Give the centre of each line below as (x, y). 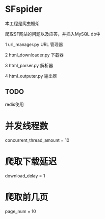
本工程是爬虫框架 (22, 23)
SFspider (24, 9)
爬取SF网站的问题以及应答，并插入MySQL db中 (53, 34)
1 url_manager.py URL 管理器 (34, 44)
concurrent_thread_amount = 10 (37, 140)
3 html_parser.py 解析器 (29, 65)
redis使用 (14, 104)
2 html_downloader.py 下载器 (34, 55)
